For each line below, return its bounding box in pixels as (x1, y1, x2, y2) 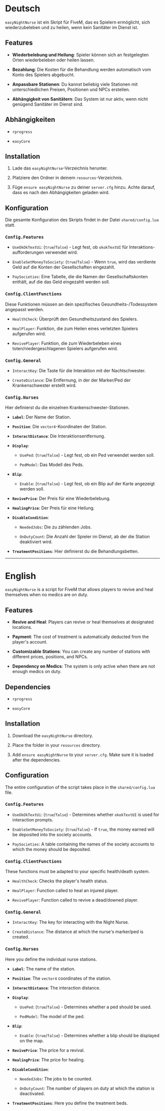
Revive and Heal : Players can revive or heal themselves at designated (12, 619, 154, 625)
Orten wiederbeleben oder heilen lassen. (12, 57, 95, 63)
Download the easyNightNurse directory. (12, 732, 93, 738)
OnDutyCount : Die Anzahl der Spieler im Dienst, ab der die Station (19, 534, 150, 540)
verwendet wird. (45, 249, 78, 256)
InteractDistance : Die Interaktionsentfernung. (12, 433, 106, 439)
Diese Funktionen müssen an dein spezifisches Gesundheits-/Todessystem (5, 301, 158, 307)
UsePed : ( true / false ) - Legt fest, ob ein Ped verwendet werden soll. (19, 452, 155, 458)
